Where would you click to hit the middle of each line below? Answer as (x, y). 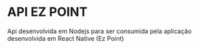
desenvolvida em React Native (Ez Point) (66, 38)
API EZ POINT (47, 12)
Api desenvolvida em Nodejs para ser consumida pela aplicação (99, 31)
